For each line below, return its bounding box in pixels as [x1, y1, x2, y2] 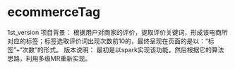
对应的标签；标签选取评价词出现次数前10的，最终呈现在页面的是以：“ [7, 36, 208, 45]
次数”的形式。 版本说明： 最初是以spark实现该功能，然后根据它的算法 [22, 45, 224, 54]
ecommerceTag [7, 4, 101, 20]
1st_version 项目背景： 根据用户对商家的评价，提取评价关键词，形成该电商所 [7, 28, 228, 36]
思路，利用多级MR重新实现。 [7, 54, 92, 63]
